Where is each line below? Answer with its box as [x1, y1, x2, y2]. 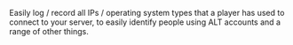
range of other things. [9, 26, 89, 36]
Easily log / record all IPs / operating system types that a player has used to [9, 8, 285, 18]
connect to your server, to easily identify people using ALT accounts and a [9, 17, 281, 27]
